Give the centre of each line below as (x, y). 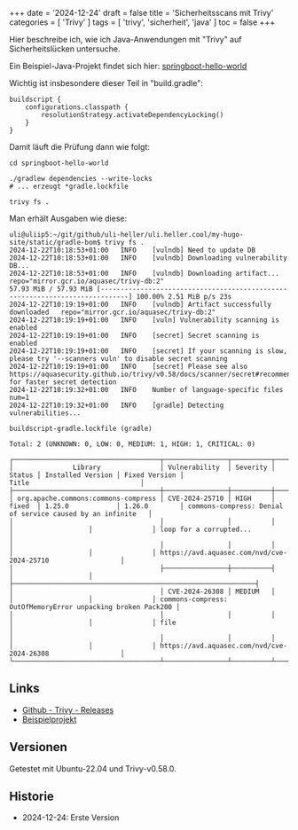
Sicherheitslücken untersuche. (65, 49)
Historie (32, 797)
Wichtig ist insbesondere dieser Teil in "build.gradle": (106, 83)
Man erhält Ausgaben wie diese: (68, 218)
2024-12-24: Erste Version (71, 818)
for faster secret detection (63, 382)
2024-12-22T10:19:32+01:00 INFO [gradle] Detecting (117, 405)
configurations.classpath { (77, 107)
